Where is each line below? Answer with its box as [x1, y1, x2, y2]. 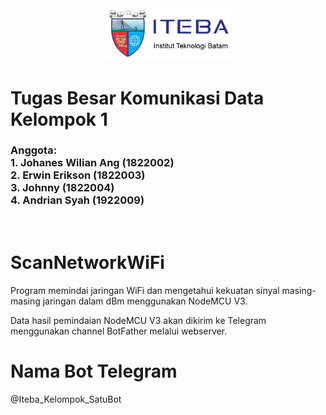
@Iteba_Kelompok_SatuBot [10, 393, 122, 405]
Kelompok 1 [10, 108, 108, 131]
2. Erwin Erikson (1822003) [10, 168, 146, 182]
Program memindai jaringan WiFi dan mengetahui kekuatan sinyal [10, 284, 280, 296]
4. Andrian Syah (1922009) [10, 193, 145, 207]
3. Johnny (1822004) [10, 181, 115, 195]
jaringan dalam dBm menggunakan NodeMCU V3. [42, 295, 248, 307]
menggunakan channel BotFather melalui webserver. [10, 325, 228, 337]
